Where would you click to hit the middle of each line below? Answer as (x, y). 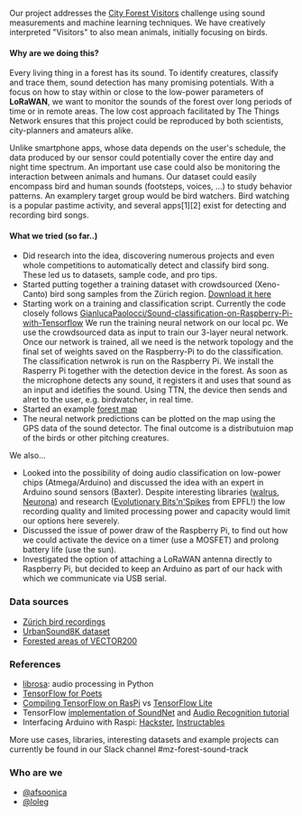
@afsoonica (45, 793)
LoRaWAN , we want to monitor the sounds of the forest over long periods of (151, 102)
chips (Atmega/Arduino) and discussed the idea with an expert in (143, 483)
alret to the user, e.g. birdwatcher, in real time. (108, 400)
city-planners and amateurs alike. (71, 131)
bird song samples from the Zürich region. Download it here (160, 294)
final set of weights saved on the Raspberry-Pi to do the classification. (153, 352)
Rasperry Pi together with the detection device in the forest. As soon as (155, 371)
